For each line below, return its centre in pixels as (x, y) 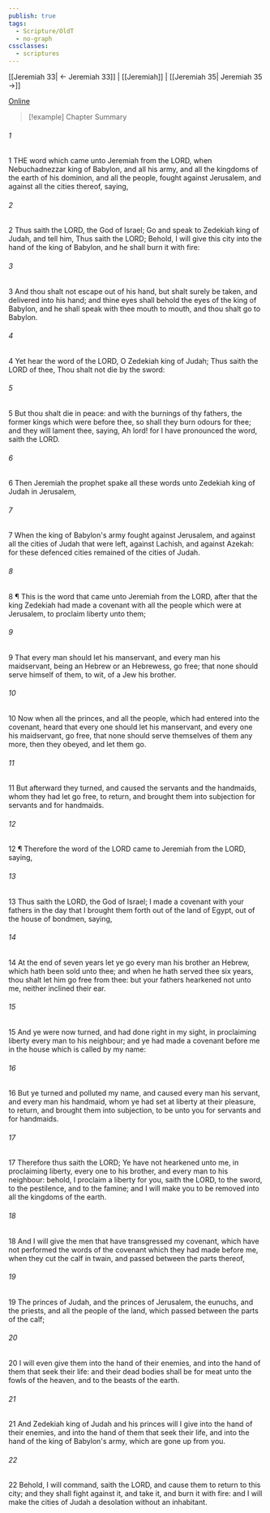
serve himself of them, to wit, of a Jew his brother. (92, 674)
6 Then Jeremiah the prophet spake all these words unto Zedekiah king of (132, 483)
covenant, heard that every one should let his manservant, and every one (131, 727)
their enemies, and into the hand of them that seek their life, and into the (129, 1433)
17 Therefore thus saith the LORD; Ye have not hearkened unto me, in (124, 1163)
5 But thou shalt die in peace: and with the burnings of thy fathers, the (125, 413)
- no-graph (34, 39)
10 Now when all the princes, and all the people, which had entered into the (134, 719)
